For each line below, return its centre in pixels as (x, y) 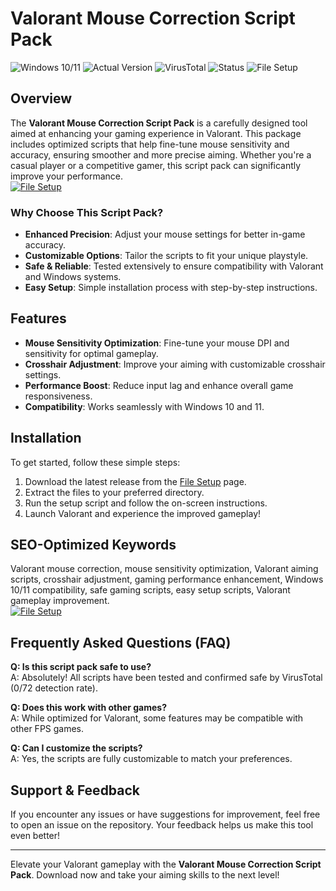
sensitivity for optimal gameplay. (91, 353)
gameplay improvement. (60, 601)
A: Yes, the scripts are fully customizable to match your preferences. (151, 759)
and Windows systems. (73, 277)
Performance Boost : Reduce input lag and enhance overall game (159, 385)
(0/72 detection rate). (54, 688)
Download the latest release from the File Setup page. (135, 481)
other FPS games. (47, 729)
